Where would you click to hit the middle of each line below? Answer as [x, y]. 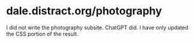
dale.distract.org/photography [84, 11]
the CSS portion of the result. [42, 33]
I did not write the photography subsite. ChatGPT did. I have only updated [97, 27]
